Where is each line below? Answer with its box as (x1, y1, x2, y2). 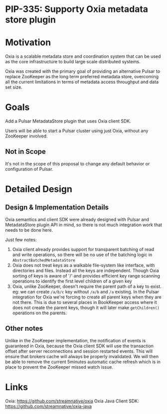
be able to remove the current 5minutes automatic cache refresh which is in (5, 359, 161, 365)
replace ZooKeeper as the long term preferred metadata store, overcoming (5, 74, 159, 80)
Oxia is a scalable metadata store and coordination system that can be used (5, 53, 161, 59)
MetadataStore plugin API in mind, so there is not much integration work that (5, 222, 163, 228)
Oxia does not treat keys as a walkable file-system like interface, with (12, 262, 155, 268)
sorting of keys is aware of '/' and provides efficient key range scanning (12, 273, 161, 278)
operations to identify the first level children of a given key (12, 278, 132, 284)
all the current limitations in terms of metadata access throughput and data (5, 79, 159, 85)
